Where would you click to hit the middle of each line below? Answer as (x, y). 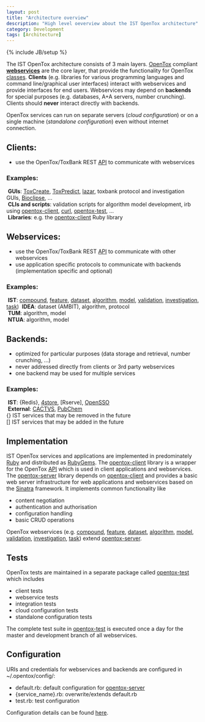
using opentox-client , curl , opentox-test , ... (60, 211)
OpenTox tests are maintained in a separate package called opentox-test (98, 572)
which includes (25, 579)
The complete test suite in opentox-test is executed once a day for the (95, 629)
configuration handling (44, 514)
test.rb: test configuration (47, 701)
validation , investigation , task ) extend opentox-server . (74, 538)
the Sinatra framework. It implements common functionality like (86, 488)
